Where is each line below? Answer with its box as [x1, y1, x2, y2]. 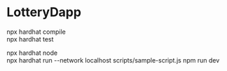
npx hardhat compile [6, 27, 66, 36]
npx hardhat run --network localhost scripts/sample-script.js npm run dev [6, 56, 220, 64]
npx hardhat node [6, 49, 57, 57]
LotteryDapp [6, 4, 82, 20]
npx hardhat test [6, 34, 54, 43]
